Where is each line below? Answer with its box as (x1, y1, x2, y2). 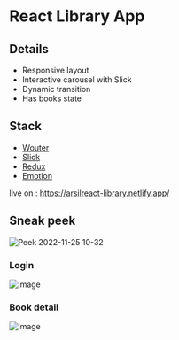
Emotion (21, 170, 53, 181)
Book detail (9, 301, 59, 313)
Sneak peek (9, 213, 76, 228)
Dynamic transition (21, 84, 91, 94)
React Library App (9, 6, 145, 27)
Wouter (21, 142, 50, 152)
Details (9, 42, 49, 57)
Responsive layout (21, 65, 89, 75)
